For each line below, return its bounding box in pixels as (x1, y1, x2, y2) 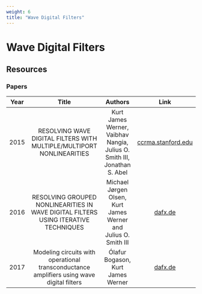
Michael (106, 178, 129, 187)
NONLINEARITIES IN (35, 201, 93, 209)
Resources (6, 64, 47, 75)
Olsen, (108, 193, 127, 202)
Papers (6, 83, 28, 90)
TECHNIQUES (44, 224, 84, 232)
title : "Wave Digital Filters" (6, 14, 85, 20)
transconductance (38, 263, 90, 272)
